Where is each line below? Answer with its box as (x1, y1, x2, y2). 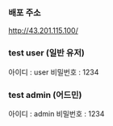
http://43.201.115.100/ (8, 26, 78, 35)
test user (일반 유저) (8, 47, 85, 59)
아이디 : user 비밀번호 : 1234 (8, 67, 99, 77)
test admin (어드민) (8, 89, 82, 100)
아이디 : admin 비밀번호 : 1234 (8, 108, 105, 118)
